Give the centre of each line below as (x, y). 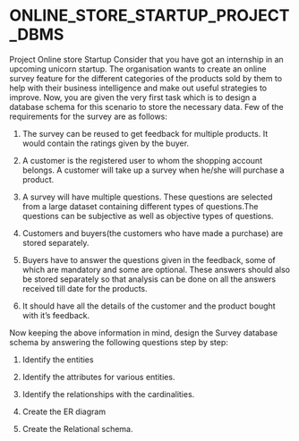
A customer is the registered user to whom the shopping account (142, 160)
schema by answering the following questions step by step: (119, 342)
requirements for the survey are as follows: (89, 116)
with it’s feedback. (56, 315)
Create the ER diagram (64, 411)
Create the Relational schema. (77, 428)
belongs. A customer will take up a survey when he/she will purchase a (153, 170)
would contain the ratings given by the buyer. (106, 143)
